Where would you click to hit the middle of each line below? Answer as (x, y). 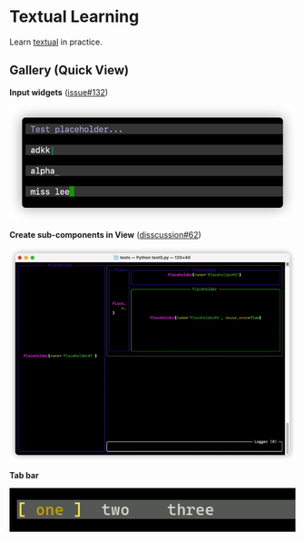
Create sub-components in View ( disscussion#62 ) (105, 235)
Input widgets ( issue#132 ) (59, 92)
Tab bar (24, 475)
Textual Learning (74, 17)
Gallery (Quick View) (69, 70)
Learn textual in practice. (56, 42)
